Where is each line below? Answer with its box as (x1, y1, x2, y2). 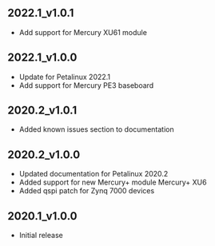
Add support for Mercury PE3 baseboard (18, 80, 154, 90)
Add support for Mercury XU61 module (18, 27, 147, 37)
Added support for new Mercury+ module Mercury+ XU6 (18, 177, 207, 187)
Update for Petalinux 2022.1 (18, 72, 111, 81)
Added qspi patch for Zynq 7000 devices (18, 186, 155, 196)
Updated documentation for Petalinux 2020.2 (18, 169, 169, 179)
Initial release (18, 231, 63, 240)
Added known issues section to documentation (18, 125, 174, 134)
